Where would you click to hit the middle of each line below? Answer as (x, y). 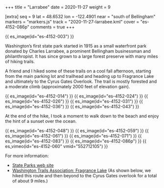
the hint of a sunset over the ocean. (41, 121)
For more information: (27, 156)
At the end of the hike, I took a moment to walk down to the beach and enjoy (82, 116)
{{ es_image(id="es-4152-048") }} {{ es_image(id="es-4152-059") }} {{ (77, 131)
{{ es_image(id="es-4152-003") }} (40, 36)
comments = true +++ (52, 27)
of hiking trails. (20, 61)
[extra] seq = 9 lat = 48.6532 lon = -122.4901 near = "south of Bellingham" (80, 16)
